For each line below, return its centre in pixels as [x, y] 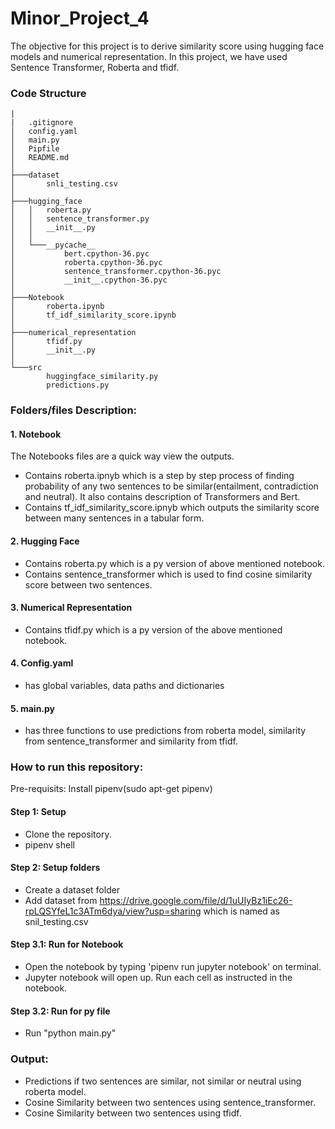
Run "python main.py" [70, 1033]
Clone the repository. [68, 834]
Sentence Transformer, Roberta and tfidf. [95, 67]
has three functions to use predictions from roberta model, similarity [165, 731]
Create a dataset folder [72, 889]
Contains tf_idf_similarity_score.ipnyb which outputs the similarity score [172, 508]
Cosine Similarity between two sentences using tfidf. [133, 1113]
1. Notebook [36, 434]
